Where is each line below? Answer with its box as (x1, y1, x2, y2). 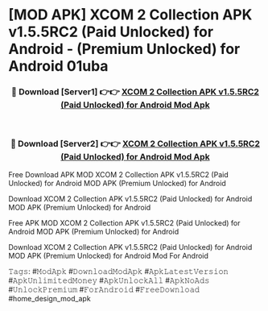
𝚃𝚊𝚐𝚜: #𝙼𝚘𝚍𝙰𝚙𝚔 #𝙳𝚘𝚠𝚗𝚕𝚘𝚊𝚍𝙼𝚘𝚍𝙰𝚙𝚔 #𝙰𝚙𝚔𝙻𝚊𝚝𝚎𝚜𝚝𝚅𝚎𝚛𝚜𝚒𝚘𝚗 (8, 266, 229, 276)
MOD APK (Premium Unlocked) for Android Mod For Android (8, 251, 209, 260)
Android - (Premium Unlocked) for (8, 40, 241, 58)
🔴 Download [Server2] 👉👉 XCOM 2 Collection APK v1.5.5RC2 (10, 139, 260, 150)
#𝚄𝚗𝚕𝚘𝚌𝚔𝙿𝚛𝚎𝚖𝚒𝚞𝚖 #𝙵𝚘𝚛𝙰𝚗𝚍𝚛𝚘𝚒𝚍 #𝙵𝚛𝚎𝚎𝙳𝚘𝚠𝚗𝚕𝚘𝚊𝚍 (8, 284, 200, 294)
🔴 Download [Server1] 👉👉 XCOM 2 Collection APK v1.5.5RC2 (10, 86, 260, 97)
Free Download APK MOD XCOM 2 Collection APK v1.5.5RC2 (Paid (8, 169, 229, 179)
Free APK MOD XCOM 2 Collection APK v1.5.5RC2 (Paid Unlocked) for (8, 218, 241, 227)
